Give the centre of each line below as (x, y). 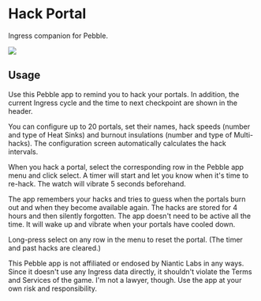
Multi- (244, 134)
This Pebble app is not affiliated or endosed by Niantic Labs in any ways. (126, 263)
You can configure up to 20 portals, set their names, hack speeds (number (129, 126)
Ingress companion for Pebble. (58, 36)
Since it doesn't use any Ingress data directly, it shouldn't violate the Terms (130, 271)
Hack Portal (47, 14)
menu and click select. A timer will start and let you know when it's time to (129, 175)
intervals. (23, 152)
